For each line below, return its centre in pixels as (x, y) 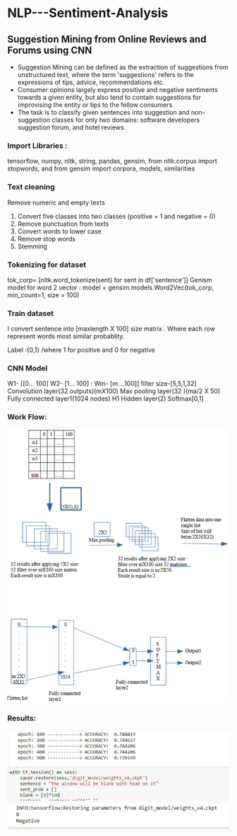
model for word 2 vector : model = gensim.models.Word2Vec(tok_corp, (110, 287)
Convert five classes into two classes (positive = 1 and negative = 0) (116, 216)
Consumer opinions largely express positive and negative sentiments (118, 90)
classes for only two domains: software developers (126, 120)
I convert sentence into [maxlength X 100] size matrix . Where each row (111, 329)
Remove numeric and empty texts (56, 202)
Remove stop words (47, 239)
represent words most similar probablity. (66, 336)
